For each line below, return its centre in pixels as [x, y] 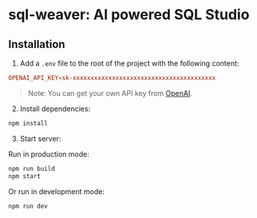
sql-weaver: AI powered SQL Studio [129, 15]
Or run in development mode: [57, 191]
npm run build [32, 168]
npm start [25, 176]
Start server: [40, 138]
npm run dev [28, 206]
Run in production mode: [49, 154]
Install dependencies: [55, 109]
